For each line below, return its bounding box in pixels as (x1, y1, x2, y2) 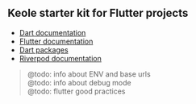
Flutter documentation (19, 36, 94, 46)
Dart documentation (19, 27, 86, 37)
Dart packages (19, 44, 69, 55)
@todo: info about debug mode (27, 77, 131, 87)
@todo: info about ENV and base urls (27, 69, 151, 79)
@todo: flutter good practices (27, 86, 126, 96)
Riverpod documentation (19, 53, 102, 63)
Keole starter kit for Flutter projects (7, 6, 189, 20)
